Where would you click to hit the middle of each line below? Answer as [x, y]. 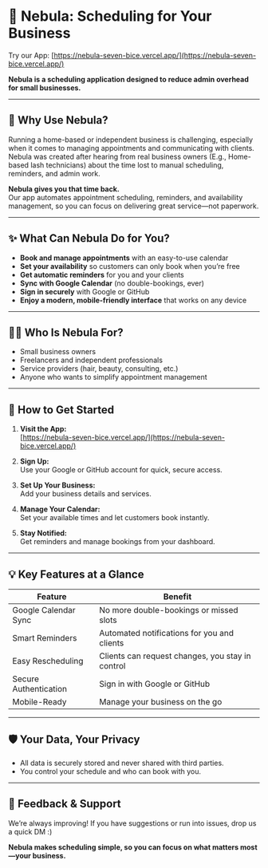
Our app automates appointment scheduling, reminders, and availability [126, 197]
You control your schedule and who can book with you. [110, 771]
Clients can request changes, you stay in [175, 656]
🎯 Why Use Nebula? [58, 120]
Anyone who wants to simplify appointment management [113, 377]
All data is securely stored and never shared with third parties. [122, 763]
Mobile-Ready [39, 702]
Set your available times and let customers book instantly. [114, 518]
